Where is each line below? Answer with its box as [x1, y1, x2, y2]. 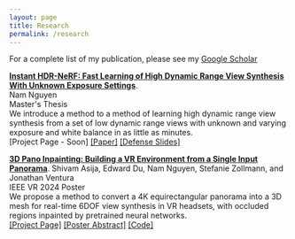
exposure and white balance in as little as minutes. [9, 127, 193, 138]
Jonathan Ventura [9, 173, 74, 183]
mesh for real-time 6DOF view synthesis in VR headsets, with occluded [9, 201, 269, 212]
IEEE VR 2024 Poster [9, 182, 86, 193]
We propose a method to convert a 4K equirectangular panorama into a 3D [9, 191, 282, 202]
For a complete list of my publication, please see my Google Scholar [9, 54, 258, 65]
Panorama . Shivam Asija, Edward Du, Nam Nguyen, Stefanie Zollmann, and [9, 163, 283, 173]
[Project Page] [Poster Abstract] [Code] [9, 220, 154, 230]
